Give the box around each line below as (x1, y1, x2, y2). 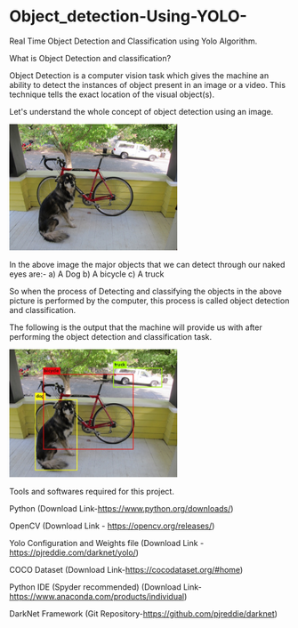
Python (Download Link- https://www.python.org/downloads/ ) (9, 503, 234, 513)
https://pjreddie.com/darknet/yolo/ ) (9, 547, 140, 558)
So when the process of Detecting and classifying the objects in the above (9, 286, 282, 296)
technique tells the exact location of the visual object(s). (9, 89, 215, 100)
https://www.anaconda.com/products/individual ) (9, 591, 188, 601)
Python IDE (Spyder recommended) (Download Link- (9, 581, 202, 592)
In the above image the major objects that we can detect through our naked (9, 259, 286, 270)
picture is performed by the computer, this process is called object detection (9, 295, 290, 306)
